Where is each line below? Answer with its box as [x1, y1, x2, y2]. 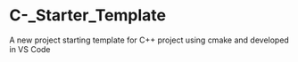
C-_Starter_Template [9, 5, 167, 26]
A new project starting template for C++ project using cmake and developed [9, 35, 290, 45]
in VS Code [9, 43, 51, 54]
